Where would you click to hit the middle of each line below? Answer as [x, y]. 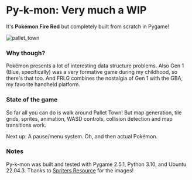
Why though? [26, 53]
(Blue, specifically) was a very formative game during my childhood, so [92, 72]
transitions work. [26, 125]
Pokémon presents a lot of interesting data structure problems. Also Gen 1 [95, 66]
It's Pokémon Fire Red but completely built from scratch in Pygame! [88, 26]
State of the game [32, 100]
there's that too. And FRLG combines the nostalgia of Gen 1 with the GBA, [95, 78]
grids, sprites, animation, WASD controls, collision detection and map [89, 118]
